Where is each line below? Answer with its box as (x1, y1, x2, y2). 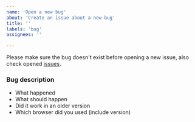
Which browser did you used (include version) (15, 109, 131, 116)
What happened (15, 89, 56, 96)
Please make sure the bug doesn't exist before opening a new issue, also (6, 54, 190, 61)
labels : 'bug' (6, 26, 43, 32)
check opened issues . (6, 60, 62, 68)
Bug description (6, 76, 55, 84)
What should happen (15, 96, 68, 103)
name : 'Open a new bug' (6, 9, 67, 15)
